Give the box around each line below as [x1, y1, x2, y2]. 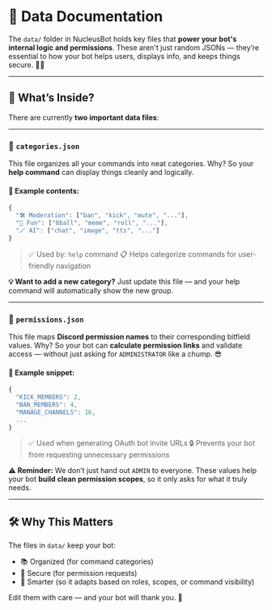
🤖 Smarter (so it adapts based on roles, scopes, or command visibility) [19, 577, 255, 587]
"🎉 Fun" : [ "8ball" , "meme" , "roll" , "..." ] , [15, 219, 168, 227]
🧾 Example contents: [8, 186, 79, 195]
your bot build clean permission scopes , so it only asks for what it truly [8, 474, 248, 484]
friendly [28, 261, 55, 271]
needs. [8, 483, 32, 493]
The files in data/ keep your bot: [8, 540, 116, 550]
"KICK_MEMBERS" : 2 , [15, 393, 82, 401]
